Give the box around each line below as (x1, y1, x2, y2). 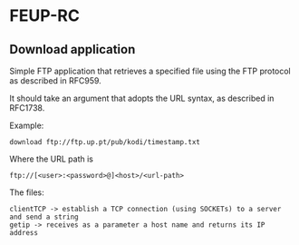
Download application (9, 42, 136, 57)
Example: (9, 120, 44, 131)
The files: (9, 187, 44, 198)
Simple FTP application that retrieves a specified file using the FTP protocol (9, 65, 292, 76)
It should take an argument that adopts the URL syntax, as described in (9, 93, 275, 103)
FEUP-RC (9, 5, 80, 26)
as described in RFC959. (9, 75, 101, 86)
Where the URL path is (9, 153, 93, 164)
